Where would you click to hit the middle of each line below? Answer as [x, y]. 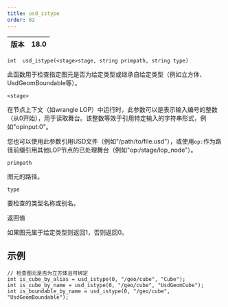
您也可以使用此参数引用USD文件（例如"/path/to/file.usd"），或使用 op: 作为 [111, 141]
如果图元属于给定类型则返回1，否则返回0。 [68, 232]
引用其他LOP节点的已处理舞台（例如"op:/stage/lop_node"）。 [111, 150]
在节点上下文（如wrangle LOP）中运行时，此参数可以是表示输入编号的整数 [113, 109]
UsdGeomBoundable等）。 [44, 82]
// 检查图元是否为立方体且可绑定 [47, 273]
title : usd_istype [33, 13]
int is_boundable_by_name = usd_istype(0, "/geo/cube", [89, 292]
